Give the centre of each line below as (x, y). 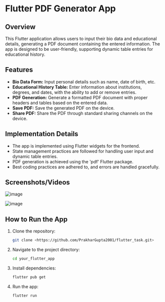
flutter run (24, 296)
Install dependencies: (34, 268)
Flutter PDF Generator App (61, 9)
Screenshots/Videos (38, 182)
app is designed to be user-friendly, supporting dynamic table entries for (79, 49)
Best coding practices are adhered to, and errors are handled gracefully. (86, 167)
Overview (21, 27)
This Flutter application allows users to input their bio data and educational (81, 38)
